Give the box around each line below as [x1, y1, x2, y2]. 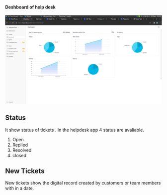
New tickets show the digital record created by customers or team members [5, 180, 161, 186]
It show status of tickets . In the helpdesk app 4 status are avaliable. [5, 127, 144, 133]
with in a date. [5, 185, 34, 192]
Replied [12, 142, 28, 148]
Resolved [12, 147, 32, 153]
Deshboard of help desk [5, 4, 56, 10]
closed [12, 152, 26, 158]
